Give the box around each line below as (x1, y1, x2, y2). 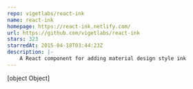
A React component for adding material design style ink (19, 55, 187, 62)
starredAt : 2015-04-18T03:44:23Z (7, 42, 103, 49)
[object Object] (7, 74, 50, 82)
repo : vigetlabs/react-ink (7, 10, 85, 17)
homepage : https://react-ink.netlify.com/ (7, 23, 131, 30)
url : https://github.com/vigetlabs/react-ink (7, 29, 140, 37)
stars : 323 (7, 36, 39, 43)
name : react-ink (7, 17, 54, 23)
